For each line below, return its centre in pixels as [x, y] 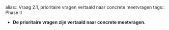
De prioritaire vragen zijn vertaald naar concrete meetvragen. [79, 22]
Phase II [14, 12]
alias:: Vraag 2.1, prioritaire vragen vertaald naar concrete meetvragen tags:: [85, 7]
